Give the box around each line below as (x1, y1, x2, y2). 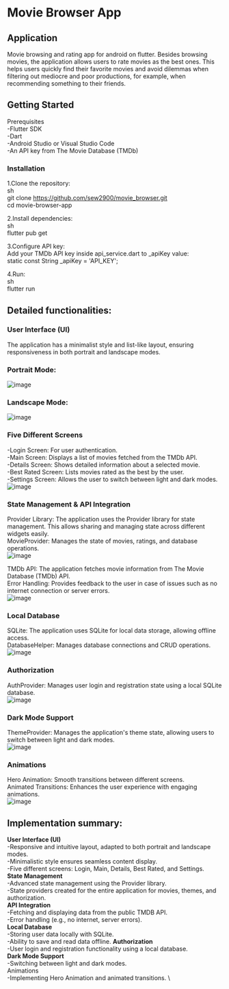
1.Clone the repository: (7, 180, 70, 188)
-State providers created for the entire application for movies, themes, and (7, 886, 217, 894)
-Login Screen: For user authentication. (7, 445, 118, 454)
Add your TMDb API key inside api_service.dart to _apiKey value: (7, 249, 189, 258)
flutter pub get (7, 229, 48, 237)
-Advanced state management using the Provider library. (7, 879, 167, 887)
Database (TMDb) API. (7, 572, 70, 580)
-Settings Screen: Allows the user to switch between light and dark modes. (7, 475, 218, 483)
